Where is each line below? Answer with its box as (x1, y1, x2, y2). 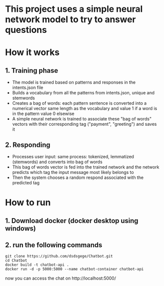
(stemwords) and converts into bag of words (12, 159, 103, 165)
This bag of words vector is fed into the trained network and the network (12, 164, 160, 170)
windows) (5, 224, 36, 232)
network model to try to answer (5, 14, 136, 25)
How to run (5, 197, 51, 208)
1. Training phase (5, 66, 58, 75)
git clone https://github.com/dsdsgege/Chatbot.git (5, 254, 113, 259)
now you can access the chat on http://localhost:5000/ (5, 275, 116, 281)
